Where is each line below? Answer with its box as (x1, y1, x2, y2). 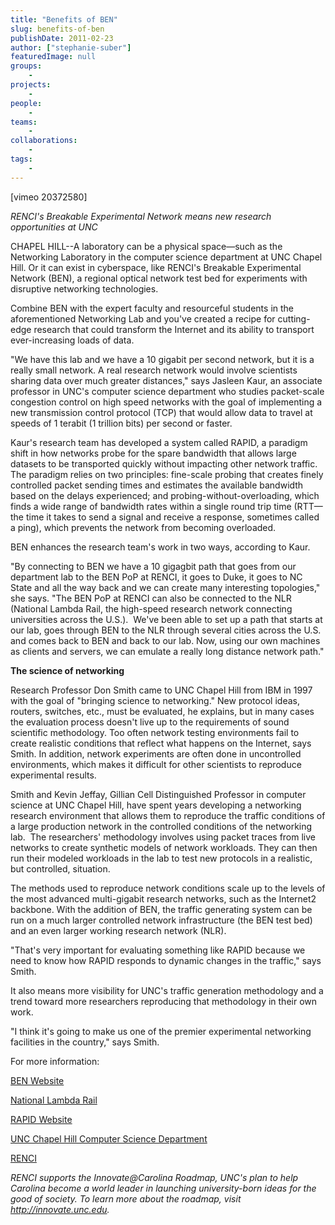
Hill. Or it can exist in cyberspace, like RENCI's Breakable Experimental (10, 261, 302, 273)
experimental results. (10, 769, 97, 781)
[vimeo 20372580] (10, 191, 88, 203)
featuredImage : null (10, 52, 97, 62)
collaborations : (10, 136, 78, 146)
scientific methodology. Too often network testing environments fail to (10, 726, 300, 738)
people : (10, 98, 43, 108)
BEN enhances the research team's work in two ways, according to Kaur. (10, 541, 311, 553)
